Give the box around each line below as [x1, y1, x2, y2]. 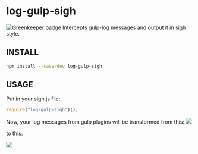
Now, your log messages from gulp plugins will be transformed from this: [6, 118, 185, 125]
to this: [6, 130, 23, 137]
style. [6, 30, 20, 37]
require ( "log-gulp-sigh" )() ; [6, 107, 78, 113]
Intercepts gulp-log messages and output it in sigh [62, 24, 186, 31]
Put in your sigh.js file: [6, 95, 61, 102]
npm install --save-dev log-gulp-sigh [6, 63, 102, 69]
